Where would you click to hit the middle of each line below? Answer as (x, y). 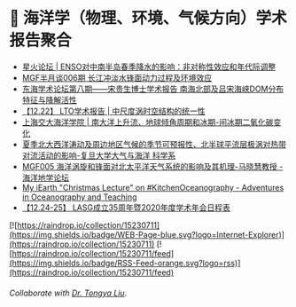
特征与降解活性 (49, 99)
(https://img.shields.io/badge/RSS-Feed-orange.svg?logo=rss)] (125, 263)
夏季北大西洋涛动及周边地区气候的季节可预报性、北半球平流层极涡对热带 (154, 144)
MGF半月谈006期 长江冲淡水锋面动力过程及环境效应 (117, 77)
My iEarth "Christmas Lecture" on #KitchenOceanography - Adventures (153, 187)
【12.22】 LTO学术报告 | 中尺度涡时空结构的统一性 (113, 111)
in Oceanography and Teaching (79, 197)
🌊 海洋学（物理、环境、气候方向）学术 (148, 18)
